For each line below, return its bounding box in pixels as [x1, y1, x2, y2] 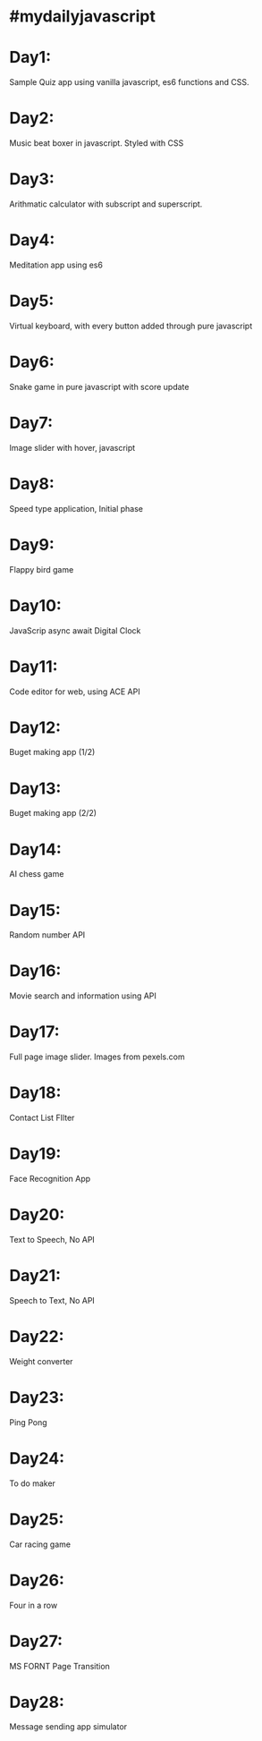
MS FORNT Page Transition [9, 1660, 110, 1671]
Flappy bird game [9, 564, 74, 574]
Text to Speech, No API [9, 1234, 96, 1244]
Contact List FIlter [9, 1112, 75, 1124]
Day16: [9, 961, 62, 981]
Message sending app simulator [9, 1721, 128, 1732]
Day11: [9, 656, 58, 676]
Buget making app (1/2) [9, 747, 96, 758]
